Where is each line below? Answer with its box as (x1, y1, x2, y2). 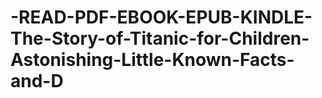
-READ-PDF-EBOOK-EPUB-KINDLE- (10, 6, 313, 29)
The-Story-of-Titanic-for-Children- (10, 27, 310, 50)
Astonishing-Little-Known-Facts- (10, 49, 295, 71)
